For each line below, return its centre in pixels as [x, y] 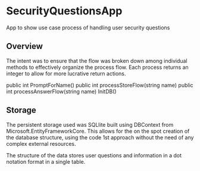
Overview [25, 46]
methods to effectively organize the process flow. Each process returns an [97, 67]
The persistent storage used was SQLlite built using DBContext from [90, 124]
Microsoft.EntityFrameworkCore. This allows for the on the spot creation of [98, 131]
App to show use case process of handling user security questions [88, 28]
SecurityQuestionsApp [64, 11]
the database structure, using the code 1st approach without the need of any [100, 137]
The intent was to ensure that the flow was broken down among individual [97, 60]
